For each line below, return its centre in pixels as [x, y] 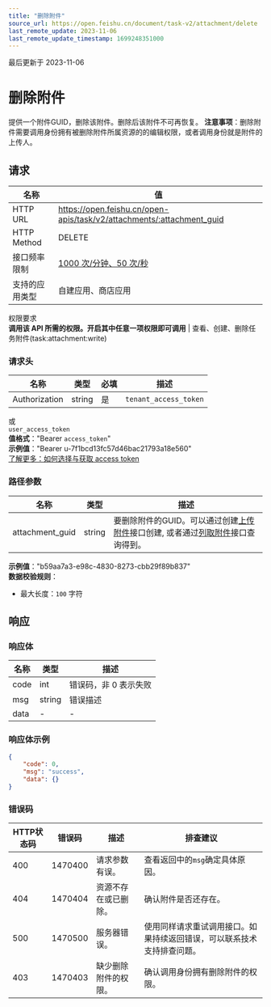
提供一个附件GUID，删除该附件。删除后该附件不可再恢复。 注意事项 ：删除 [131, 122]
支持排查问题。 [173, 951]
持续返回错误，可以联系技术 [205, 939]
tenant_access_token [164, 400]
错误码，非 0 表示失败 [110, 685]
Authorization [38, 400]
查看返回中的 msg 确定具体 [191, 860]
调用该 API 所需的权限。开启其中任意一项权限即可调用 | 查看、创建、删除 [129, 328]
